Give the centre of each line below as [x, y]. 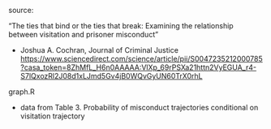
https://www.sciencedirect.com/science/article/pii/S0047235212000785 [142, 59]
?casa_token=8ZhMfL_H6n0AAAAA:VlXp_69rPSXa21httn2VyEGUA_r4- [138, 67]
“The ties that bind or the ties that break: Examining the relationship [121, 26]
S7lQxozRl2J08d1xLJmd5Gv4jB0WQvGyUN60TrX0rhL [111, 76]
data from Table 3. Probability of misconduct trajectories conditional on [139, 107]
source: [21, 10]
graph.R [22, 92]
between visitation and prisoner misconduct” [84, 34]
